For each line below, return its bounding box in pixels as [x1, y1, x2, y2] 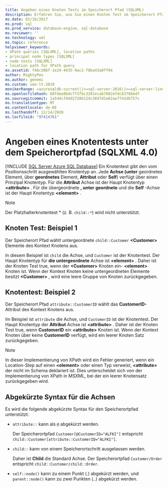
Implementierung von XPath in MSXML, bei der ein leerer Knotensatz [5, 373, 147, 379]
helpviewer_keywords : [5, 45, 50, 50]
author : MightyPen [5, 73, 43, 78]
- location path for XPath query [5, 63, 75, 68]
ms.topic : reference [5, 40, 48, 45]
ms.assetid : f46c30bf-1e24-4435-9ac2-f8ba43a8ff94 [5, 68, 113, 73]
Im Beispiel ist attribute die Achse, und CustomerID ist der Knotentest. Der [5, 316, 158, 322]
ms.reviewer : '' [5, 31, 39, 36]
